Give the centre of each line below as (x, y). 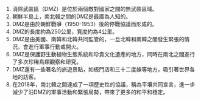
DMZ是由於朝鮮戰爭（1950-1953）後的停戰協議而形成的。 (85, 24)
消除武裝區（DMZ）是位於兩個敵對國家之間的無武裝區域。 (85, 9)
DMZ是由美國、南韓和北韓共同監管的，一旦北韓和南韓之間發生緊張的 (98, 39)
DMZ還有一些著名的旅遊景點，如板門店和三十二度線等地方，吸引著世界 (101, 69)
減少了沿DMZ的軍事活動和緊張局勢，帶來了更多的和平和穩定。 (90, 92)
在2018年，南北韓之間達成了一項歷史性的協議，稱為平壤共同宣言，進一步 (104, 84)
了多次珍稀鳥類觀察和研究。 (47, 62)
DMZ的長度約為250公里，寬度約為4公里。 (65, 31)
